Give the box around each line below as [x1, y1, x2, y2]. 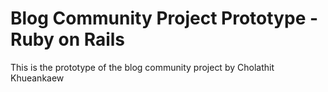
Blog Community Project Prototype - [10, 7, 319, 30]
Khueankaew [10, 72, 65, 84]
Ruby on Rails [10, 28, 126, 51]
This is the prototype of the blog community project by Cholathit [10, 61, 275, 73]
